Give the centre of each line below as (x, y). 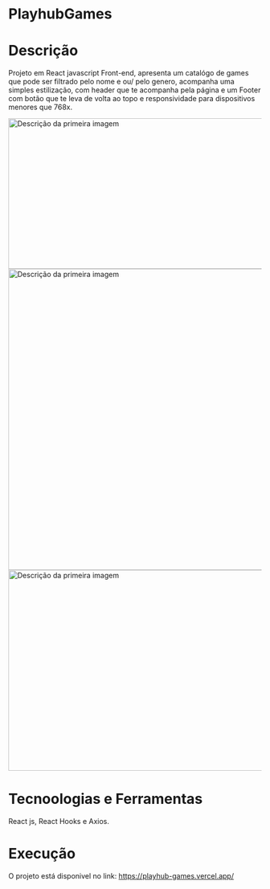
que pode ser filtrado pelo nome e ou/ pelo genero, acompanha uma (121, 82)
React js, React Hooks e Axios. (59, 822)
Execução (42, 854)
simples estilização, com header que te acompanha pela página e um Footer (135, 90)
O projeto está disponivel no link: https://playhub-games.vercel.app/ (121, 876)
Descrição (43, 51)
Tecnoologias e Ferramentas (106, 799)
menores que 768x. (41, 107)
